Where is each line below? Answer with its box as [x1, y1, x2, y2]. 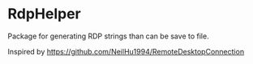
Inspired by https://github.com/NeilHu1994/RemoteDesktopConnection [7, 46, 245, 56]
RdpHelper [7, 5, 82, 23]
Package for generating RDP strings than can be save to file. [7, 31, 209, 41]
